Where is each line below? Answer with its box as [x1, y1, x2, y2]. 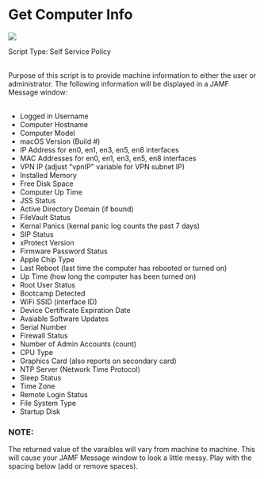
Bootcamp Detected [19, 288, 86, 298]
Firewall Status [19, 330, 69, 340]
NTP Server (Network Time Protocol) [19, 364, 141, 374]
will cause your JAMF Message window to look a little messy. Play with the [8, 453, 252, 462]
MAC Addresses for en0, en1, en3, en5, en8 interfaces [19, 153, 197, 163]
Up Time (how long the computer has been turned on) [19, 272, 197, 281]
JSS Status [19, 195, 56, 205]
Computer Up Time [19, 187, 83, 196]
